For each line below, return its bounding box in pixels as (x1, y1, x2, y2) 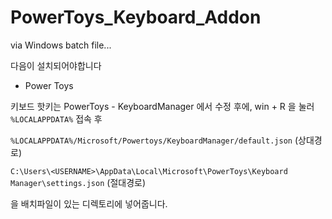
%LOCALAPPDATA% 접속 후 (10, 112, 103, 125)
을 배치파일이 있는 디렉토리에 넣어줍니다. (10, 197, 168, 210)
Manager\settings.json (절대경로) (10, 176, 147, 188)
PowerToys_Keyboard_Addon (10, 6, 262, 29)
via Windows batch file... (10, 39, 112, 51)
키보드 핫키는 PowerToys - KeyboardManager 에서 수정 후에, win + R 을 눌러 (10, 100, 315, 112)
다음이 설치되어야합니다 (10, 59, 102, 71)
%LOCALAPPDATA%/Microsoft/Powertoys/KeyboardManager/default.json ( (10, 134, 299, 146)
